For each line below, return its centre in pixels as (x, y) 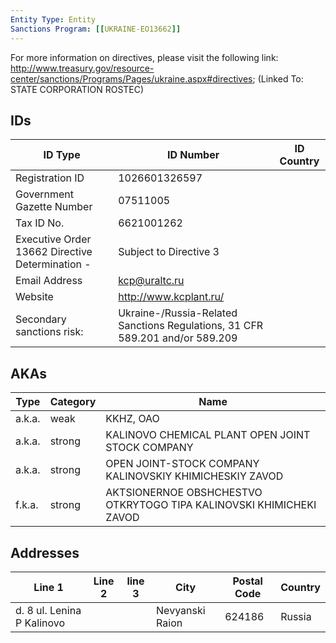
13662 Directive (54, 252)
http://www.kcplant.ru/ (171, 297)
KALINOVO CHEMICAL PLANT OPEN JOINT (208, 435)
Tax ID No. (40, 223)
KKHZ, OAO (132, 419)
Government (44, 194)
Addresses (45, 552)
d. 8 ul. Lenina (48, 610)
